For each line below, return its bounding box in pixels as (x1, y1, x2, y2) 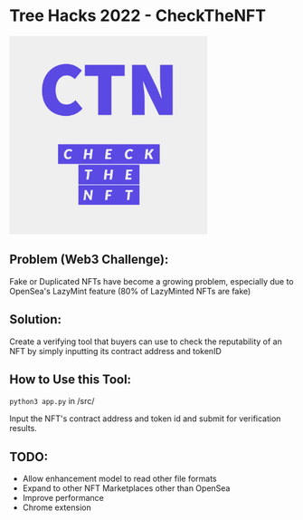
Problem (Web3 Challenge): (9, 252, 169, 267)
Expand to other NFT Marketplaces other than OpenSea (22, 483, 231, 494)
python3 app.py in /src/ (9, 396, 95, 407)
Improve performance (22, 493, 104, 504)
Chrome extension (22, 502, 92, 513)
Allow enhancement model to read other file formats (22, 473, 217, 485)
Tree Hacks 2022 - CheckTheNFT (9, 5, 267, 26)
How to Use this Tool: (9, 371, 132, 387)
